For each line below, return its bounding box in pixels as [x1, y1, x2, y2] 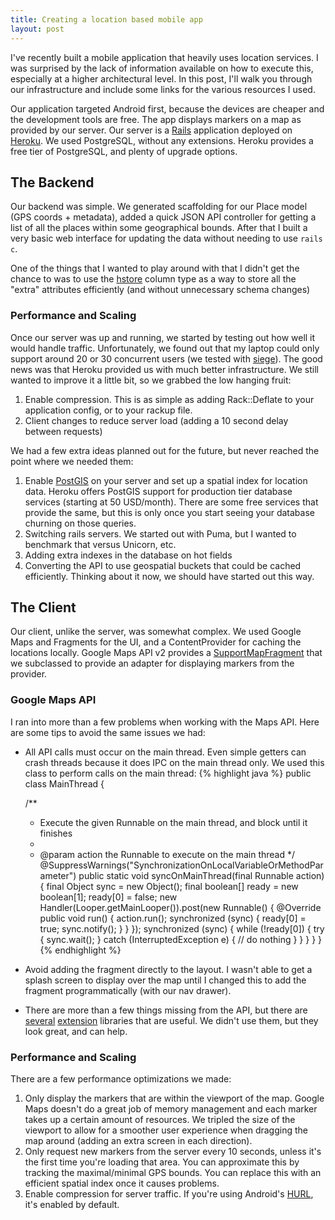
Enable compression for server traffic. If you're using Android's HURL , [24, 1188, 314, 1200]
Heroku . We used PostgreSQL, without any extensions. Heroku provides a [10, 134, 314, 146]
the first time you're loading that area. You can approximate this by [24, 1156, 300, 1168]
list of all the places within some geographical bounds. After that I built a [10, 222, 308, 234]
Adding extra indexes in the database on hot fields [24, 549, 233, 561]
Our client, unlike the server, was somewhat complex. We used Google [10, 626, 302, 638]
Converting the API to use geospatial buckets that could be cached [24, 559, 302, 571]
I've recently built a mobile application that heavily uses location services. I [10, 51, 319, 63]
